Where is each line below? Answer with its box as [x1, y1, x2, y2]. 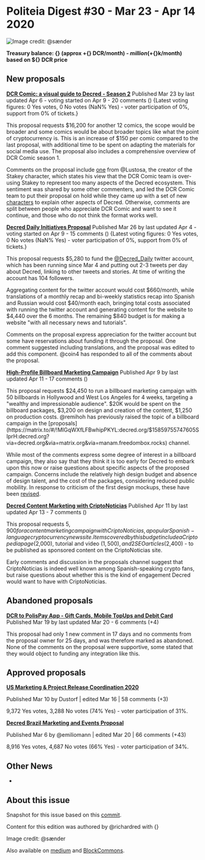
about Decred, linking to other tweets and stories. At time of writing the [6, 268, 185, 275]
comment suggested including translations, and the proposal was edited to [6, 343, 195, 351]
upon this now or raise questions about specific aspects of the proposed [6, 464, 190, 471]
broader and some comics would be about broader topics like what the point [6, 127, 199, 135]
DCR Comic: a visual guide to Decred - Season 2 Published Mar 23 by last [6, 90, 195, 97]
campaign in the [6, 419, 47, 427]
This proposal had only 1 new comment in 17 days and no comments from [6, 630, 192, 637]
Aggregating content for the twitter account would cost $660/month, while [6, 286, 195, 294]
